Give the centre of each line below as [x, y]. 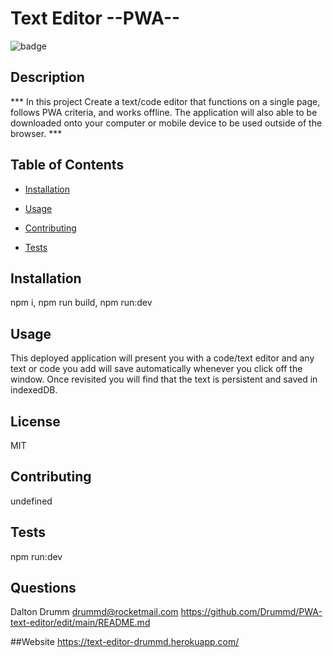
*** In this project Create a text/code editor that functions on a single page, [165, 101]
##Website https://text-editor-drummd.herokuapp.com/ [125, 642]
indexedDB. [34, 390]
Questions [43, 588]
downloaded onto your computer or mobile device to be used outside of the [166, 123]
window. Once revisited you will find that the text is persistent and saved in [164, 379]
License [35, 421]
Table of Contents [67, 165]
